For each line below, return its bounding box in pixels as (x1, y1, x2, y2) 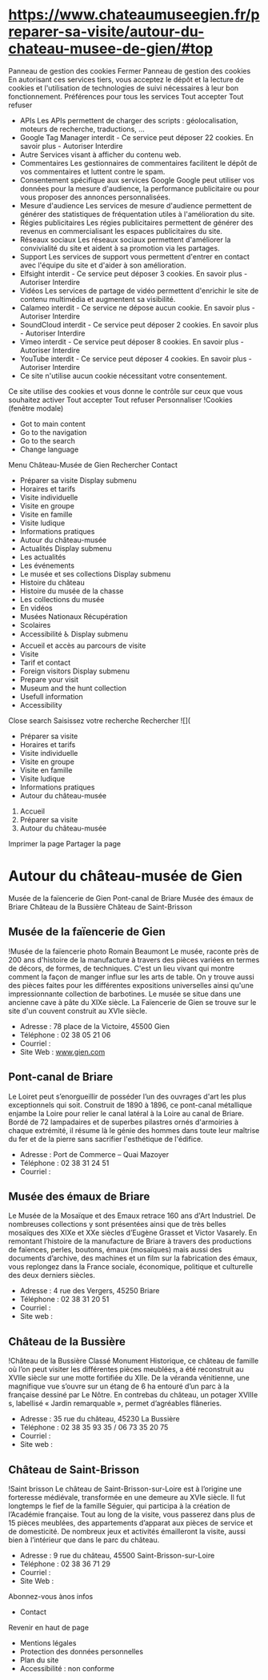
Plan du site (19, 1655, 59, 1665)
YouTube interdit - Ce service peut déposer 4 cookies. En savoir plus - (19, 354, 252, 364)
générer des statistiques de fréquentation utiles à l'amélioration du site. (19, 209, 255, 219)
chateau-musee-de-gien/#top (8, 40, 214, 58)
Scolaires (19, 620, 51, 629)
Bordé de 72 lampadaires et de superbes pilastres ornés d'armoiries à (8, 1117, 238, 1127)
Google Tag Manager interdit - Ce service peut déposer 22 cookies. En (19, 132, 254, 142)
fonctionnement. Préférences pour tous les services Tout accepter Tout (8, 91, 244, 101)
